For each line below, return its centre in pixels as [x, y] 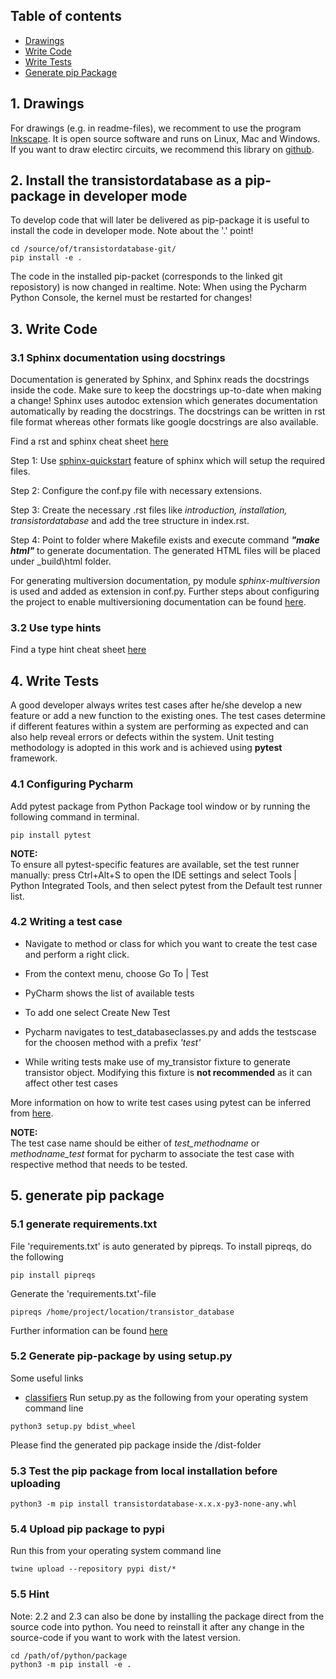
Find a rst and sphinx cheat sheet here [89, 441]
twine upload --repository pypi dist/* [93, 1569]
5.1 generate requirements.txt [84, 1224]
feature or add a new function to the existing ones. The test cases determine [168, 716]
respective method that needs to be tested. [99, 1164]
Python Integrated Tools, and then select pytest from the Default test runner [166, 885]
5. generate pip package [87, 1195]
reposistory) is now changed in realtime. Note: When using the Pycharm [158, 287]
